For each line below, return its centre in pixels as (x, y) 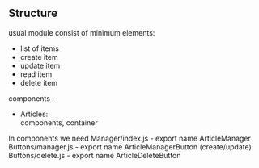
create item (39, 57)
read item (36, 74)
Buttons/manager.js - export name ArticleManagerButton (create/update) (130, 147)
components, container (59, 122)
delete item (39, 82)
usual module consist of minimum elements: (82, 32)
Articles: (34, 114)
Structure (33, 13)
